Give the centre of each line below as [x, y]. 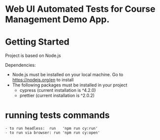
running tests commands [57, 115]
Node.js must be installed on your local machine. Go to [68, 75]
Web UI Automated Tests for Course [80, 9]
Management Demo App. [57, 19]
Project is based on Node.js [33, 56]
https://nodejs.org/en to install [43, 80]
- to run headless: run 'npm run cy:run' [51, 129]
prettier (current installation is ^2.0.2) [57, 96]
